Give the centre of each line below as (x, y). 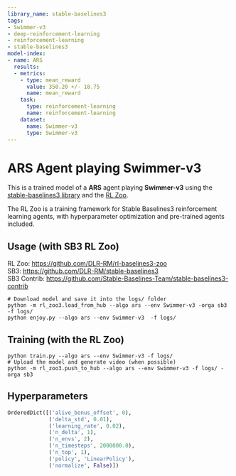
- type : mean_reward (50, 80)
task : (28, 100)
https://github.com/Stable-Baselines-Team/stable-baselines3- (137, 278)
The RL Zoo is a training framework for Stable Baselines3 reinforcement (112, 209)
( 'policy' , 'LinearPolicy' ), (92, 459)
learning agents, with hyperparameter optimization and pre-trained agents (116, 217)
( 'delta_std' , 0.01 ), (81, 419)
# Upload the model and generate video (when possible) (92, 362)
